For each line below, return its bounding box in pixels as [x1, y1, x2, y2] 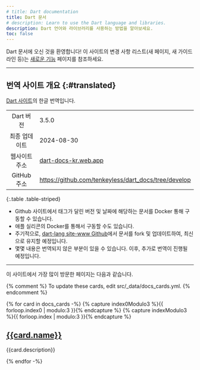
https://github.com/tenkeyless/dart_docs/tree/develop [39, 175, 191, 184]
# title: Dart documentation [6, 8, 79, 15]
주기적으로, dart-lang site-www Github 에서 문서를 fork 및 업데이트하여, [14, 230, 183, 237]
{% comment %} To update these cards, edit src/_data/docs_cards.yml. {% [6, 282, 190, 290]
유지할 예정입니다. [26, 237, 68, 244]
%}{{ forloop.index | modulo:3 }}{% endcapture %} [6, 313, 132, 320]
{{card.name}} [6, 330, 62, 340]
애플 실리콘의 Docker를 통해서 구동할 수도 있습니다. [14, 222, 135, 229]
